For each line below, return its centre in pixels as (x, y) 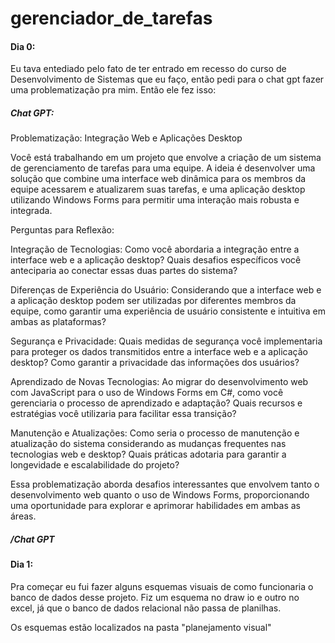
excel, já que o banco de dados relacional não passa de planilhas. (146, 608)
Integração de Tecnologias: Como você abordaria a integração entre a (155, 249)
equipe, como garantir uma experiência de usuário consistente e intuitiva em (168, 311)
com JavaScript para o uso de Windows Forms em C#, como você (147, 393)
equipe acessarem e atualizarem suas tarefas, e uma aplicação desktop (158, 189)
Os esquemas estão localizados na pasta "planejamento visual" (141, 627)
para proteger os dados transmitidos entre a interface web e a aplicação (159, 352)
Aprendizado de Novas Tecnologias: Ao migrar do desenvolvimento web (159, 382)
